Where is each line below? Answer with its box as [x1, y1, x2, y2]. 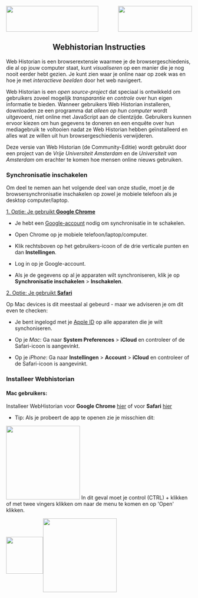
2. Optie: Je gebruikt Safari [6, 289, 72, 296]
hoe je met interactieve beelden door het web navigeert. [6, 77, 143, 84]
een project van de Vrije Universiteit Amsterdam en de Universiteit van [6, 149, 177, 156]
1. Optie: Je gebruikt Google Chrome [6, 208, 95, 215]
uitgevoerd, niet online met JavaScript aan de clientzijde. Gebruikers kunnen [6, 113, 192, 120]
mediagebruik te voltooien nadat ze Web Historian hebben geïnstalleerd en [6, 126, 188, 133]
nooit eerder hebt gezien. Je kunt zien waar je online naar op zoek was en [6, 70, 186, 77]
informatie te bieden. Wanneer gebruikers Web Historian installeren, [6, 100, 171, 107]
